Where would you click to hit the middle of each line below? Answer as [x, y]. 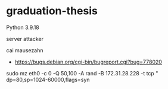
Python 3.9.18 [23, 27]
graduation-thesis [52, 11]
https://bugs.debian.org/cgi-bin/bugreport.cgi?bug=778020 [88, 62]
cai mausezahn [25, 50]
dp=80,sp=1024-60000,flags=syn [48, 80]
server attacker [25, 39]
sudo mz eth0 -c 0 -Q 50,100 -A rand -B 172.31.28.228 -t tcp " [82, 73]
